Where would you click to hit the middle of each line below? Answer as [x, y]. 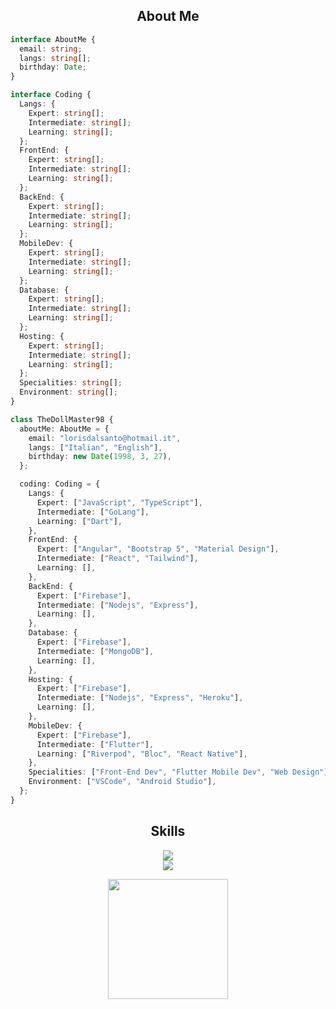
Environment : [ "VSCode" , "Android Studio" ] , [122, 782]
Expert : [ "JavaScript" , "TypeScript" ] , [119, 502]
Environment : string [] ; [68, 392]
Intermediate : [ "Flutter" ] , [95, 744]
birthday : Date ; [53, 67]
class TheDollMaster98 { [62, 419]
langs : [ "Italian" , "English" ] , [95, 447]
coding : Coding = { [60, 484]
